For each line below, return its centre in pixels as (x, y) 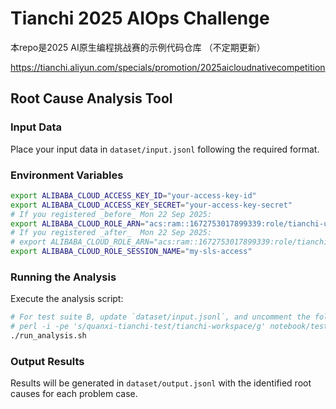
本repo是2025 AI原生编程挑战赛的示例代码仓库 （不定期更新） (138, 47)
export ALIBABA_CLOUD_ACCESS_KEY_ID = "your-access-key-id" (133, 195)
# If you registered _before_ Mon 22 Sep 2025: (111, 214)
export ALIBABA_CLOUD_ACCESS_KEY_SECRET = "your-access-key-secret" (151, 205)
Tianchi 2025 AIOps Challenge (140, 18)
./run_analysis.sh (48, 336)
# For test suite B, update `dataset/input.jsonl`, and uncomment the (160, 317)
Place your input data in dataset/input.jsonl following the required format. (165, 149)
